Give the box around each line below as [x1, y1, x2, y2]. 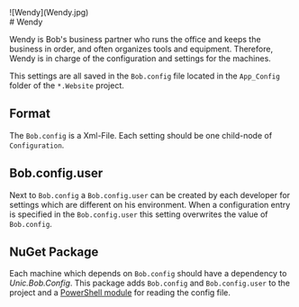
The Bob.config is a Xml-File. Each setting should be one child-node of [9, 130, 273, 140]
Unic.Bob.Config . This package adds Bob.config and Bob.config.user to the [9, 277, 291, 289]
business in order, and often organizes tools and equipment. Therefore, [9, 43, 273, 54]
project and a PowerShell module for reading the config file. [9, 287, 231, 298]
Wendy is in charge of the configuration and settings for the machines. [9, 53, 272, 64]
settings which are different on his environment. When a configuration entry [9, 199, 291, 210]
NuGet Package [9, 245, 99, 260]
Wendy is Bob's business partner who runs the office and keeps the [9, 34, 261, 44]
